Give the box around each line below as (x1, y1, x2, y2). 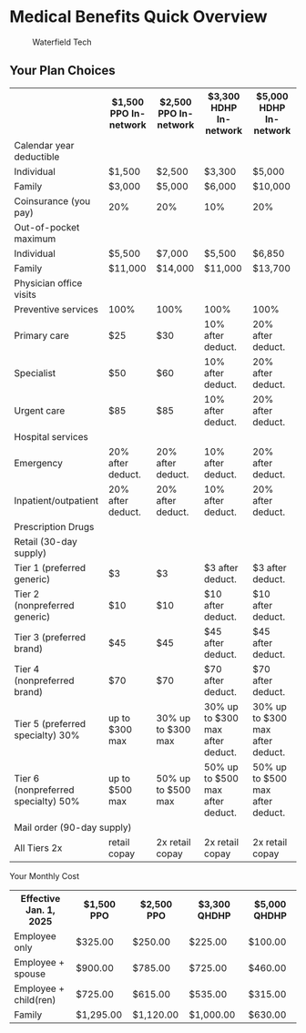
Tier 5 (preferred (14, 717, 87, 730)
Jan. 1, (25, 904, 56, 916)
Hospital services (14, 430, 88, 443)
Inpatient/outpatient (14, 494, 98, 506)
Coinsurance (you (14, 194, 91, 207)
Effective (20, 892, 61, 905)
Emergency (14, 456, 64, 469)
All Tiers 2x (14, 841, 63, 854)
